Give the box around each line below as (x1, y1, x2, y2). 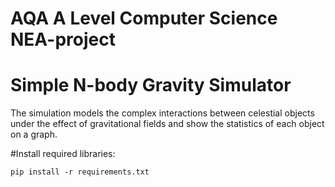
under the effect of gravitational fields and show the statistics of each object (10, 118, 325, 130)
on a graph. (10, 128, 58, 141)
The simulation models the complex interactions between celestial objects (10, 107, 315, 119)
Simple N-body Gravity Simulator (10, 74, 292, 97)
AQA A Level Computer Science (10, 7, 278, 30)
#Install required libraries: (10, 148, 116, 160)
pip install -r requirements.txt (10, 167, 150, 177)
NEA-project (10, 28, 116, 51)
